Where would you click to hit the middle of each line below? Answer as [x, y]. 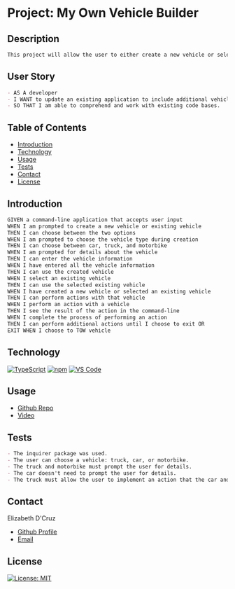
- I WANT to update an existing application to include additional [108, 99]
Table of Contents [47, 127]
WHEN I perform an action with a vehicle [69, 305]
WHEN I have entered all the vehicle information [81, 265]
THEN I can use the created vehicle [60, 272]
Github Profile [37, 532]
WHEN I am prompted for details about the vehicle [83, 252]
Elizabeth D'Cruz [31, 518]
